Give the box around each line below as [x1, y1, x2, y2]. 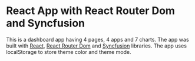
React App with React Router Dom [6, 4, 176, 18]
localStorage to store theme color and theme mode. [6, 48, 131, 55]
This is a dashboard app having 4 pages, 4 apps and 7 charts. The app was [6, 36, 190, 43]
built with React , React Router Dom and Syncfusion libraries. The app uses [6, 42, 187, 49]
